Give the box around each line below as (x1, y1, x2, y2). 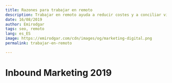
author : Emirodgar (5, 21, 45, 27)
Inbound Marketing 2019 (5, 67, 112, 78)
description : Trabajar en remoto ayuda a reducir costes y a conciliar (5, 12, 161, 17)
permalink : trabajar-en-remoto (5, 41, 72, 46)
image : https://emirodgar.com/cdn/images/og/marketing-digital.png (5, 36, 153, 41)
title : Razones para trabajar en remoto (5, 7, 93, 13)
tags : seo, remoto (5, 26, 45, 32)
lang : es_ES (5, 31, 31, 36)
